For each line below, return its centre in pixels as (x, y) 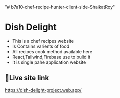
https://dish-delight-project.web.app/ (43, 90)
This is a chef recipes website (43, 41)
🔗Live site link (27, 78)
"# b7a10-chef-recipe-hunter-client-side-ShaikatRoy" (60, 7)
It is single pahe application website (49, 62)
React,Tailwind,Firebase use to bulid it (51, 57)
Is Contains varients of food (41, 46)
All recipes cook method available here (52, 51)
